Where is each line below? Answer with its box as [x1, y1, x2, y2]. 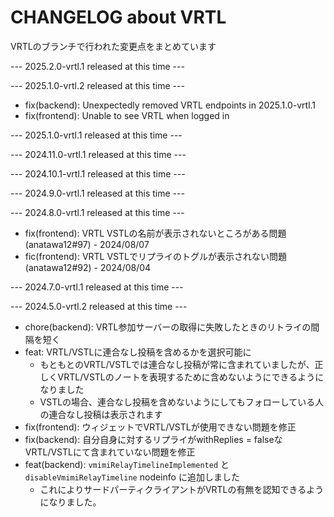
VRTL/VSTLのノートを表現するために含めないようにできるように [57, 371, 325, 383]
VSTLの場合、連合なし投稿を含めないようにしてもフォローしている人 [39, 396, 325, 408]
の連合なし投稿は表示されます [39, 408, 163, 420]
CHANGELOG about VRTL [10, 6, 227, 29]
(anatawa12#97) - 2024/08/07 [24, 238, 150, 250]
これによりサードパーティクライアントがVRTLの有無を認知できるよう [39, 483, 325, 495]
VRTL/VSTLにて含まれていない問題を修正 [24, 446, 196, 458]
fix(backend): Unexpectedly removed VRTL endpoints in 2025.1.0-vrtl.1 [24, 99, 317, 111]
